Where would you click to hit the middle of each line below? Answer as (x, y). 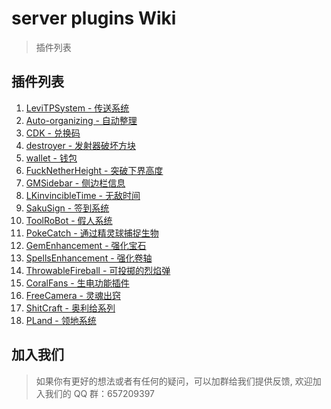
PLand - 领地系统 (61, 320)
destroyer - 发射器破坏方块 (81, 145)
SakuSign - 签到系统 (67, 208)
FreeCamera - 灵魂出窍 (73, 295)
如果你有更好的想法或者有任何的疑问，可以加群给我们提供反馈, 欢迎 (174, 381)
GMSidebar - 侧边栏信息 (75, 183)
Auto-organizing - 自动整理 (81, 120)
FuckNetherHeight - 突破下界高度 (94, 170)
